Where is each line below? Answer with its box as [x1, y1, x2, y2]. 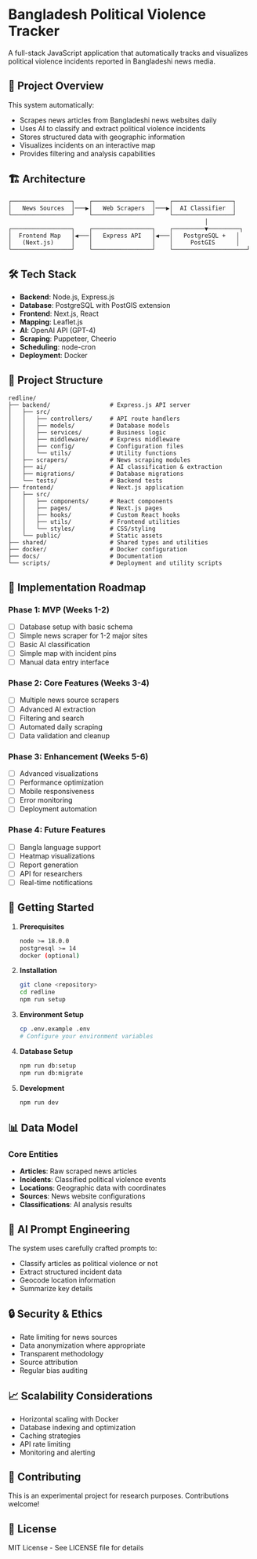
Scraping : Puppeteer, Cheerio [19, 334, 117, 343]
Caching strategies [19, 1431, 81, 1440]
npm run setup [19, 996, 66, 1004]
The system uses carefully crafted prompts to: [8, 1243, 157, 1253]
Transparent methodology [19, 1349, 104, 1358]
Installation [19, 966, 57, 975]
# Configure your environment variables [19, 1032, 154, 1040]
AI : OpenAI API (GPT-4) [19, 326, 96, 335]
